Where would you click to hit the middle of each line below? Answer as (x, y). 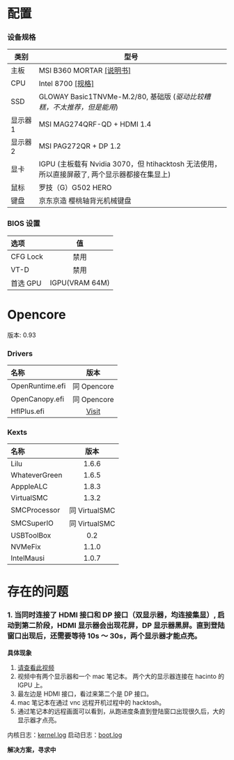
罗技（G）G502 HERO (75, 187)
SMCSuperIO (32, 523)
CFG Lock (27, 257)
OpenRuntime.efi (38, 386)
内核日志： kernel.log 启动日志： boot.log (65, 735)
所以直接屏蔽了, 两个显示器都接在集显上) (105, 175)
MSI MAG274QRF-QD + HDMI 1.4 (95, 124)
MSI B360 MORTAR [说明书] (85, 71)
